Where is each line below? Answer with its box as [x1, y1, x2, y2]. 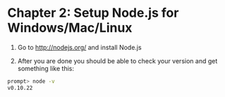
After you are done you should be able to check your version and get [17, 56, 218, 65]
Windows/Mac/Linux [7, 20, 133, 36]
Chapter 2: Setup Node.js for [7, 5, 179, 21]
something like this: [17, 64, 74, 72]
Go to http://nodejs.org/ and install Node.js [17, 43, 142, 51]
